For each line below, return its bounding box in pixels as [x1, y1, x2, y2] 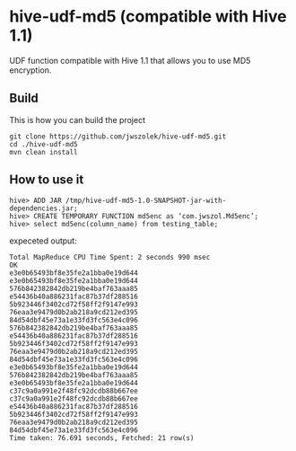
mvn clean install [9, 147, 78, 156]
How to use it [9, 172, 84, 188]
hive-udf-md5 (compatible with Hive [9, 6, 287, 27]
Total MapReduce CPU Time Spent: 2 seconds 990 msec [9, 252, 211, 261]
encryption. [9, 65, 52, 75]
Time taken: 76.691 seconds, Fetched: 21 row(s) [9, 433, 195, 442]
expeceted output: [9, 235, 78, 246]
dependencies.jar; [9, 204, 78, 213]
